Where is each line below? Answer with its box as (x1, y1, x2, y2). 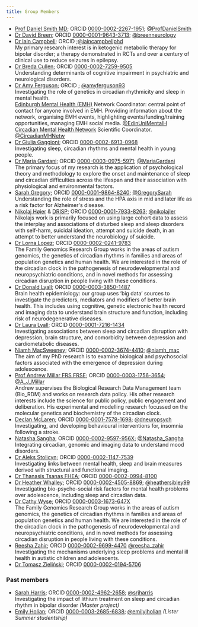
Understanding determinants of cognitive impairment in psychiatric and (14, 69, 189, 76)
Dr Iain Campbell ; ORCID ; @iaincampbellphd (14, 37, 123, 44)
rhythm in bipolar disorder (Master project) (14, 601, 120, 609)
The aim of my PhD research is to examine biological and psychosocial (14, 352, 188, 359)
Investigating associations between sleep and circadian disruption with (14, 327, 188, 335)
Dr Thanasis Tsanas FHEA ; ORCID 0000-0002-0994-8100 (14, 472, 157, 479)
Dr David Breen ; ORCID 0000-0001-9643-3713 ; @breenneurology (14, 31, 177, 39)
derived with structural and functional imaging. (14, 466, 129, 473)
